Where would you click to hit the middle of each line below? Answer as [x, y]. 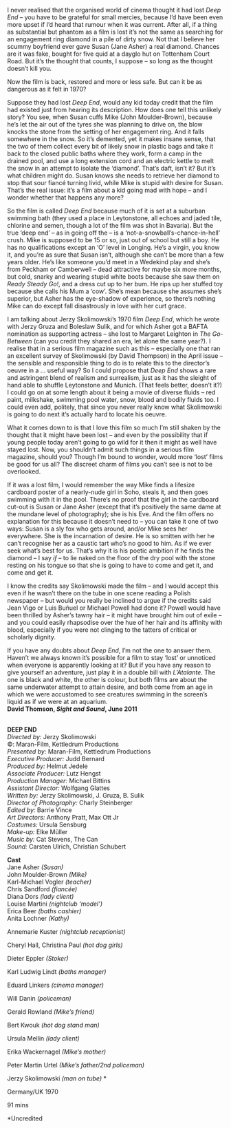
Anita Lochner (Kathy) [38, 918]
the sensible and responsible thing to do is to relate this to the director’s [108, 363]
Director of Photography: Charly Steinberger [70, 802]
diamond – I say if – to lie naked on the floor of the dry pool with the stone [111, 558]
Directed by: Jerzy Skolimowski [52, 737]
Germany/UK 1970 [33, 1092]
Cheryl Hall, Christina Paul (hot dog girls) [65, 945]
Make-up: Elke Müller [37, 832]
